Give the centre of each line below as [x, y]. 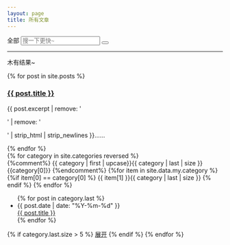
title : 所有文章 [28, 20]
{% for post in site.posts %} [46, 75]
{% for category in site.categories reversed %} [73, 156]
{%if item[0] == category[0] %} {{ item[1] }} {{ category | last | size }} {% [109, 177]
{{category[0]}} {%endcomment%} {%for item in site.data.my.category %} [113, 170]
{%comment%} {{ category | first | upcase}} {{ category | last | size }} [105, 163]
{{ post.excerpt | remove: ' [44, 108]
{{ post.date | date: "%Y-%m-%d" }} [68, 205]
